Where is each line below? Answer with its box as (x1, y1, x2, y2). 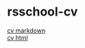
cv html (7, 33, 29, 41)
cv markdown (7, 26, 46, 34)
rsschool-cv (7, 4, 78, 20)
